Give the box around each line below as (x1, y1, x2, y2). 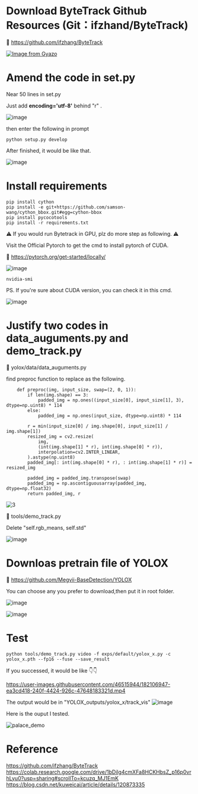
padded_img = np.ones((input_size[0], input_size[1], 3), (37, 397, 184, 403)
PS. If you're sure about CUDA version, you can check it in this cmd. (6, 286, 173, 293)
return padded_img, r (27, 491, 81, 496)
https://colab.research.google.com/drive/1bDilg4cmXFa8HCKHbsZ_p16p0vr (6, 768, 191, 776)
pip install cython (6, 199, 55, 205)
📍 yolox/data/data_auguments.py (6, 363, 87, 371)
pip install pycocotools (6, 214, 68, 220)
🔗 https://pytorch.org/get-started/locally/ (6, 253, 106, 260)
